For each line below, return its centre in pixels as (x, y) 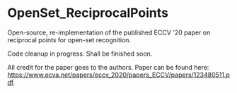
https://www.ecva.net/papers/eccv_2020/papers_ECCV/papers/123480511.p (118, 75)
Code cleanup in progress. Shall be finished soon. (80, 54)
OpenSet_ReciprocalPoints (88, 13)
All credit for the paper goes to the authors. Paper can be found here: (108, 67)
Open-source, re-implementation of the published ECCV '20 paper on (109, 32)
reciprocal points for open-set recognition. (69, 39)
